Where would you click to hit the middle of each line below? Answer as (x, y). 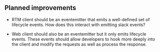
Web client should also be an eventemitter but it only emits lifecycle (79, 34)
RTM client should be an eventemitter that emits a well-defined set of (80, 19)
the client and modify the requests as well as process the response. (79, 44)
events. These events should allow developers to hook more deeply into (83, 39)
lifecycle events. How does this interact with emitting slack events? (78, 25)
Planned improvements (40, 8)
